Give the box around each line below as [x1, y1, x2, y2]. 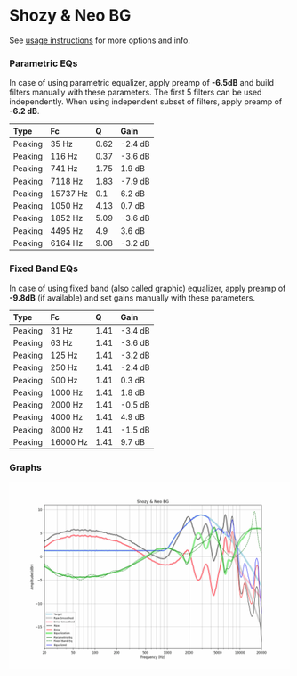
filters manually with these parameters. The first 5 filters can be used [9, 87, 262, 98]
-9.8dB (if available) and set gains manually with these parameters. [9, 292, 256, 303]
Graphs [9, 461, 42, 474]
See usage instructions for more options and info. [9, 35, 191, 45]
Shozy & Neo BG [9, 5, 132, 26]
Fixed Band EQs [9, 262, 78, 275]
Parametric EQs [9, 57, 78, 70]
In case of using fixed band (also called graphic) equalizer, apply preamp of [9, 283, 286, 293]
